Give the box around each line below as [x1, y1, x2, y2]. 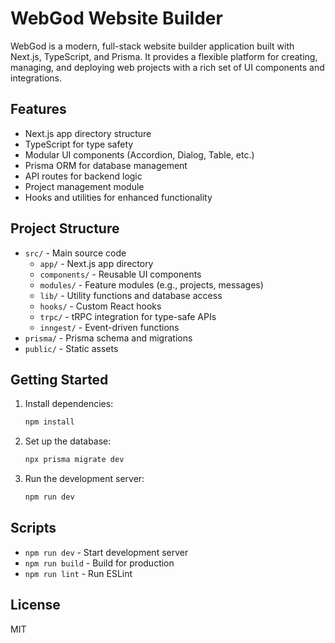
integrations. [10, 72, 63, 84]
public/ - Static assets [24, 342, 119, 354]
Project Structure [10, 220, 120, 237]
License [10, 597, 61, 614]
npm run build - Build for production [24, 557, 175, 569]
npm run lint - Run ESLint [24, 567, 133, 579]
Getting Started [10, 371, 109, 388]
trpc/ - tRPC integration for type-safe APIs [39, 310, 217, 322]
